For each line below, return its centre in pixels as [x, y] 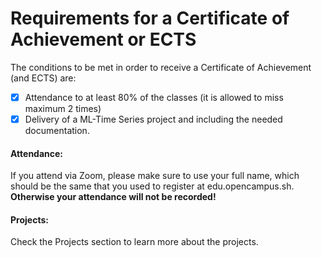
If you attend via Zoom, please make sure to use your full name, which [155, 176]
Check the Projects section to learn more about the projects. [134, 242]
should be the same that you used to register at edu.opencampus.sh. [152, 186]
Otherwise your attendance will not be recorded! [113, 197]
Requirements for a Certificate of [150, 18]
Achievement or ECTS [103, 39]
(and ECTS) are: [43, 78]
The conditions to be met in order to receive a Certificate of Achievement [161, 67]
